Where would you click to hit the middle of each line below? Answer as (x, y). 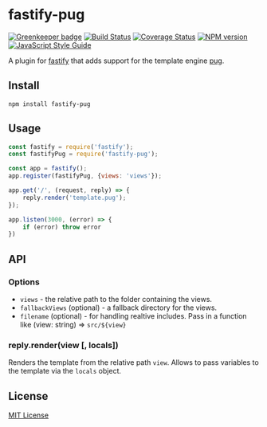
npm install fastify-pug (49, 104)
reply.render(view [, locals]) (63, 345)
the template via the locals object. (65, 371)
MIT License (29, 415)
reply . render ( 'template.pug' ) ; (75, 198)
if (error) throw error (62, 227)
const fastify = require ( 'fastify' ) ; (71, 147)
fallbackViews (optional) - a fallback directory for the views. (118, 308)
